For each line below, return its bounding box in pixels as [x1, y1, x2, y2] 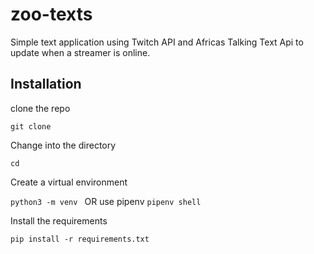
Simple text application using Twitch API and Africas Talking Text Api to [10, 36, 304, 48]
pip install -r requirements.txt [10, 234, 150, 244]
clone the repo [10, 102, 71, 114]
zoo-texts [10, 3, 93, 26]
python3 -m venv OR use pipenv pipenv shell [10, 195, 202, 207]
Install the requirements [10, 214, 108, 227]
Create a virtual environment [10, 176, 128, 188]
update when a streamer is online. [10, 46, 151, 58]
